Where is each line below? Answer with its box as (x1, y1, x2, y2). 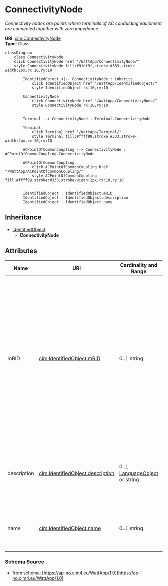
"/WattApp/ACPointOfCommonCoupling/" (5, 169, 84, 174)
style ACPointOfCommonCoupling (31, 173, 97, 178)
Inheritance (5, 213, 42, 222)
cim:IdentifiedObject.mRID (39, 355, 101, 362)
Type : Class (5, 40, 30, 46)
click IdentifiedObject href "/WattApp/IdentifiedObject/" (31, 81, 157, 86)
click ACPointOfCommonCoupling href (31, 164, 108, 169)
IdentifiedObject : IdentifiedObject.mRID (23, 191, 113, 196)
